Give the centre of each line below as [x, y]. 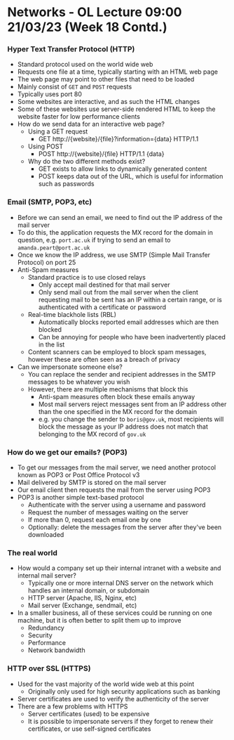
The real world [33, 553]
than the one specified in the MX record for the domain [118, 411]
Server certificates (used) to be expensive [89, 713]
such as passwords [66, 184]
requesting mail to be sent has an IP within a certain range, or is [130, 299]
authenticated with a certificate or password [102, 307]
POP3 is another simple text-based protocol [81, 498]
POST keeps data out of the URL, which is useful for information [131, 176]
